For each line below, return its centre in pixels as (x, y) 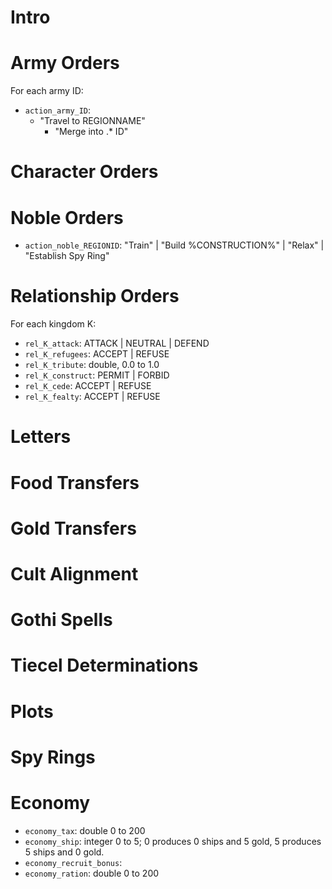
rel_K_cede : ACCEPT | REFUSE (88, 386)
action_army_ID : (58, 110)
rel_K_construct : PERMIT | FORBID (97, 375)
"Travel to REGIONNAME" (92, 121)
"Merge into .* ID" (91, 132)
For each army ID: (47, 91)
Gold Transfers (73, 528)
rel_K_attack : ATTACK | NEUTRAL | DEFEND (117, 343)
